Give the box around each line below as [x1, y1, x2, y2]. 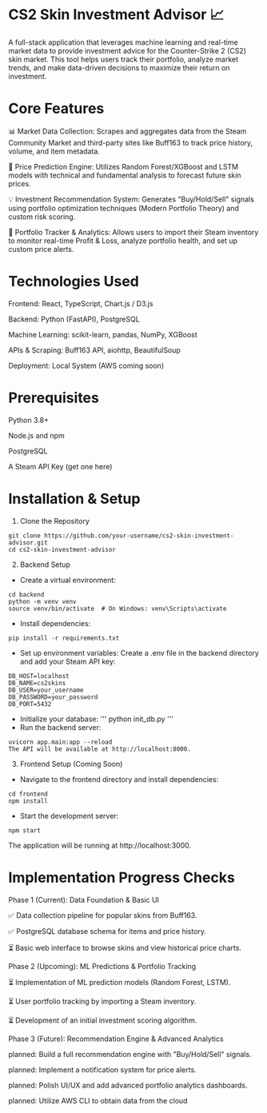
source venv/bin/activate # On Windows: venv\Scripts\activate [8, 604, 227, 612]
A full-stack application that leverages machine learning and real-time [8, 37, 238, 47]
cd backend [8, 590, 45, 599]
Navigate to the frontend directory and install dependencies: [19, 774, 219, 784]
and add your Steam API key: [19, 656, 116, 666]
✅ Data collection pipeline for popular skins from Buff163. [8, 910, 197, 920]
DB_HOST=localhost [8, 672, 70, 680]
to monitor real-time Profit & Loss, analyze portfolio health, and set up [8, 236, 238, 245]
